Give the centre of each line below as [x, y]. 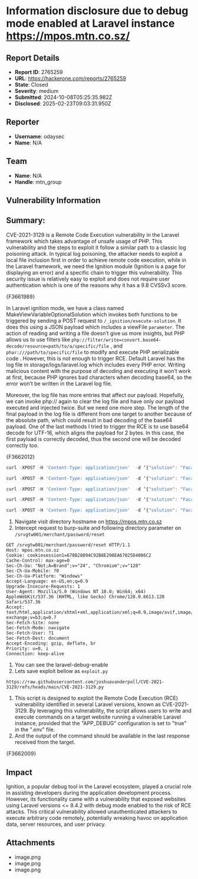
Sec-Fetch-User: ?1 [30, 633]
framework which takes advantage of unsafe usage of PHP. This [84, 241]
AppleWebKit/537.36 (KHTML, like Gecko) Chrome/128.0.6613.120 [85, 597]
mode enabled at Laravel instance [90, 23]
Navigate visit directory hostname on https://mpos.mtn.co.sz [88, 521]
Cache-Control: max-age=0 [38, 561]
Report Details [33, 58]
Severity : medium [37, 91]
